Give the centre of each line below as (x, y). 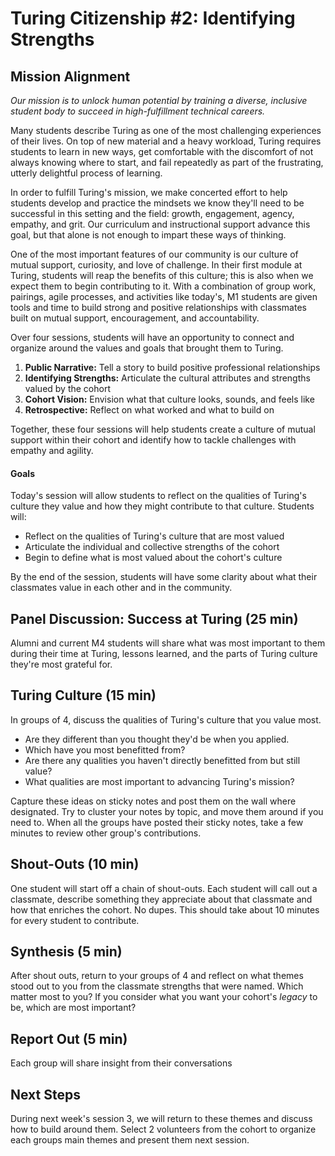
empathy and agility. (52, 450)
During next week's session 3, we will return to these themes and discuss (161, 1119)
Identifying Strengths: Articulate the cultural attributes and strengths (167, 378)
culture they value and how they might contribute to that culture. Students (162, 506)
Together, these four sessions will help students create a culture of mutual (163, 429)
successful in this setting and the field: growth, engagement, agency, (152, 213)
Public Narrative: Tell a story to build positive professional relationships (172, 367)
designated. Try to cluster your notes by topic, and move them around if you (167, 811)
